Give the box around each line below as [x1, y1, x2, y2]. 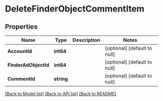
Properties [5, 23, 38, 31]
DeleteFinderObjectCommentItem [5, 3, 145, 14]
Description [72, 37, 100, 43]
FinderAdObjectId [7, 62, 49, 68]
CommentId [7, 76, 35, 82]
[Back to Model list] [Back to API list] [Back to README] [5, 91, 116, 97]
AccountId [7, 48, 33, 54]
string [54, 76, 68, 82]
